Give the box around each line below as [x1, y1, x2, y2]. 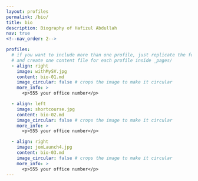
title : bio [6, 19, 33, 25]
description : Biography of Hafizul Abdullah [6, 25, 117, 31]
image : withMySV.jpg [16, 68, 67, 74]
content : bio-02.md [16, 112, 65, 118]
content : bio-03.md [16, 150, 65, 156]
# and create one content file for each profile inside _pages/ [11, 57, 173, 63]
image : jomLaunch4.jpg [16, 145, 72, 150]
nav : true [6, 31, 31, 36]
